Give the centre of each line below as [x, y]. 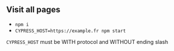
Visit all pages [33, 10]
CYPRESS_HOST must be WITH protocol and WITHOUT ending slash [87, 42]
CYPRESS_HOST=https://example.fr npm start [70, 31]
